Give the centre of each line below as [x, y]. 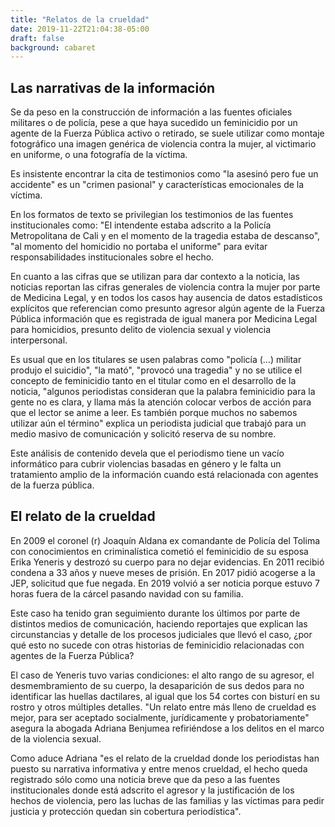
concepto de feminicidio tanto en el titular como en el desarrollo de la [153, 381]
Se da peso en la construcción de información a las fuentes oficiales [151, 112]
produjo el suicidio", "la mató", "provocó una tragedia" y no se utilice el [156, 370]
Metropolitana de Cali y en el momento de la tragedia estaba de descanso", [165, 236]
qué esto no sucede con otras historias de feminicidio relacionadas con [157, 645]
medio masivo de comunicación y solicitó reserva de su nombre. [143, 434]
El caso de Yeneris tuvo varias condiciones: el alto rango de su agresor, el [162, 675]
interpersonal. [39, 340]
